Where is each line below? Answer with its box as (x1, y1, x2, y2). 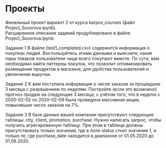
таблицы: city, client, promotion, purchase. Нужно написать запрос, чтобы (5, 117, 162, 123)
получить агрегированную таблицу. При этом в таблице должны (5, 122, 144, 128)
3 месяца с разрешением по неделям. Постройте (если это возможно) (5, 86, 157, 92)
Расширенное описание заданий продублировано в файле (5, 30, 131, 36)
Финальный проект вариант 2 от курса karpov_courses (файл (5, 19, 135, 25)
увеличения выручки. (5, 71, 51, 77)
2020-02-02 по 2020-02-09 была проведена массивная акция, (5, 96, 141, 102)
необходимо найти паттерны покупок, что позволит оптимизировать (5, 61, 153, 67)
